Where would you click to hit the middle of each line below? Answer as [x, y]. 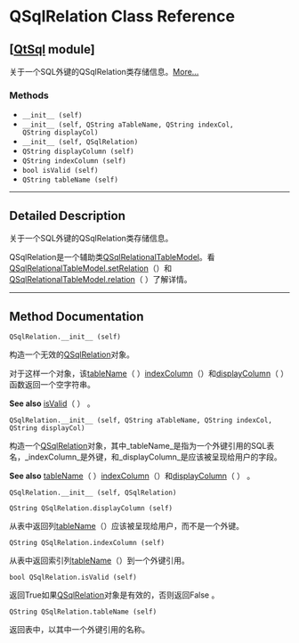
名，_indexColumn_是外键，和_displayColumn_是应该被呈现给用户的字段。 [145, 457]
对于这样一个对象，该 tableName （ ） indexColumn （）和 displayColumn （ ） [149, 373]
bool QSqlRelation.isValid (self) [73, 577]
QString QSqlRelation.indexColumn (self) [87, 542]
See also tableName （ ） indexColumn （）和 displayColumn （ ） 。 [132, 476]
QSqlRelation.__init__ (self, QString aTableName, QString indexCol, [141, 420]
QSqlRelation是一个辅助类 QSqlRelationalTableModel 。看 [112, 257]
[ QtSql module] [52, 49]
